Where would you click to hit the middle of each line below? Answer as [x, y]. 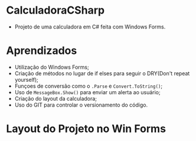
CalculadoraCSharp [55, 10]
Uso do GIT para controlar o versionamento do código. [81, 105]
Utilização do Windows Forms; [52, 67]
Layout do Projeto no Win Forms [86, 129]
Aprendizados [42, 51]
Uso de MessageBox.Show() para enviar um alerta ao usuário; [87, 92]
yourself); [26, 79]
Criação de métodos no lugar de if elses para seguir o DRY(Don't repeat [102, 73]
